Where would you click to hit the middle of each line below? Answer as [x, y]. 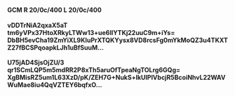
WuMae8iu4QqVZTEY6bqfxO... [55, 85]
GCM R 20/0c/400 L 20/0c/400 [54, 10]
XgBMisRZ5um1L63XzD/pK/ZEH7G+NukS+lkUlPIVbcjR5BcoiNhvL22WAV [116, 78]
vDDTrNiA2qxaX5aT [38, 25]
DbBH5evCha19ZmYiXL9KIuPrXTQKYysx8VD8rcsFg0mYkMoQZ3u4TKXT [117, 40]
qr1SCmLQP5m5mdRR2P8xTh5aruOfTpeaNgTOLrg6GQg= [94, 70]
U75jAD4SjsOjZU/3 [36, 62]
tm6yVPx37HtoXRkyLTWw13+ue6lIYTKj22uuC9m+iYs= [91, 33]
